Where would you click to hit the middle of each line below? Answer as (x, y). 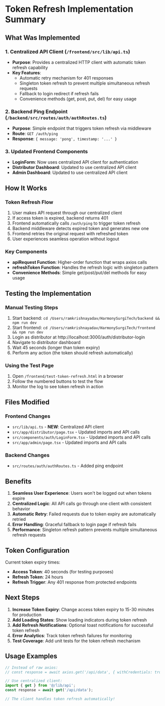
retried (19, 519)
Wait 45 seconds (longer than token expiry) (56, 348)
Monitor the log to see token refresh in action (58, 387)
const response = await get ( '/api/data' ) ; (49, 690)
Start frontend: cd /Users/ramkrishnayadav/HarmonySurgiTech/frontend (84, 328)
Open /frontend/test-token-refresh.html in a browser (68, 376)
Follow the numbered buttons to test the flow (57, 381)
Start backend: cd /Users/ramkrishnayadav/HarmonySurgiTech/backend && (86, 318)
